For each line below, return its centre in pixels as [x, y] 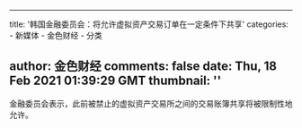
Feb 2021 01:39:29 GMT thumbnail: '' [115, 81]
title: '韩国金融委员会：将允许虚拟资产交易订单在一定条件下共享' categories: [149, 24]
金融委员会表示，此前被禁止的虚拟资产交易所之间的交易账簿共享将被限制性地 [151, 103]
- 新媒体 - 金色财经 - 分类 [56, 35]
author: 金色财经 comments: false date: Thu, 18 [143, 67]
